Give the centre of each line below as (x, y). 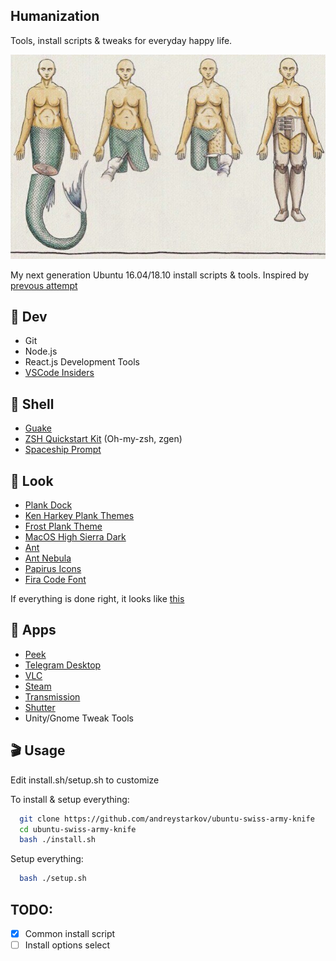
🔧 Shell (32, 404)
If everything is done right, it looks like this (97, 598)
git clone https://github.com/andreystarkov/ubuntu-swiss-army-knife (167, 819)
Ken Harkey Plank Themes (79, 515)
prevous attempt (44, 285)
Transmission (52, 696)
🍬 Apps (33, 630)
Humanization (55, 16)
